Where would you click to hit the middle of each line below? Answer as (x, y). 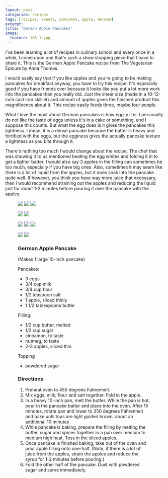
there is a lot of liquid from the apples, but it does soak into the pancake (80, 172)
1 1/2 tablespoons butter (50, 305)
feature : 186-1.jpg (30, 38)
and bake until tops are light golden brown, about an (79, 417)
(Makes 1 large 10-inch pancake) (52, 259)
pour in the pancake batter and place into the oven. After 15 (87, 406)
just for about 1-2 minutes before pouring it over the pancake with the (77, 188)
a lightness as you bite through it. (40, 141)
